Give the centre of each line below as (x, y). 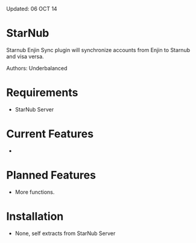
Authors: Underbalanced (37, 68)
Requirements (42, 93)
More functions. (35, 192)
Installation (35, 216)
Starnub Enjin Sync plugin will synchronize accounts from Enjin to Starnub (98, 50)
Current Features (50, 134)
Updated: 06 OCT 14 (32, 9)
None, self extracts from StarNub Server (65, 233)
